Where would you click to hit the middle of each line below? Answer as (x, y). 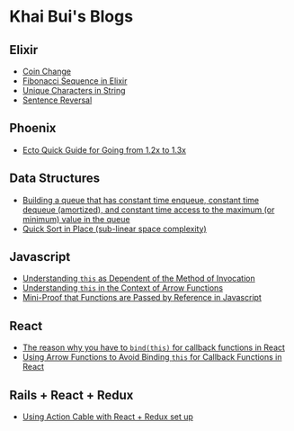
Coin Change (47, 71)
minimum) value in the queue (76, 219)
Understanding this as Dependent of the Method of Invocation (138, 278)
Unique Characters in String (74, 90)
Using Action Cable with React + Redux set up (107, 417)
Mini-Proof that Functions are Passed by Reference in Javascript (142, 298)
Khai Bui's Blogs (71, 17)
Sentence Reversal (57, 100)
